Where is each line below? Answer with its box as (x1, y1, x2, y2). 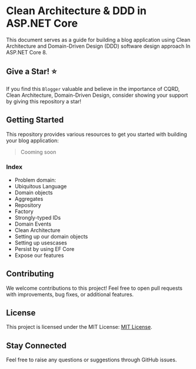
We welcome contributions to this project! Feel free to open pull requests (6, 285, 182, 292)
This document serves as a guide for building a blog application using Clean (6, 36, 191, 43)
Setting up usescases (14, 239, 68, 246)
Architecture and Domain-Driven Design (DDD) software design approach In (6, 43, 191, 50)
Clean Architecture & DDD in (6, 4, 147, 18)
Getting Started (6, 115, 64, 125)
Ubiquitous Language (14, 182, 67, 190)
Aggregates (14, 195, 44, 202)
